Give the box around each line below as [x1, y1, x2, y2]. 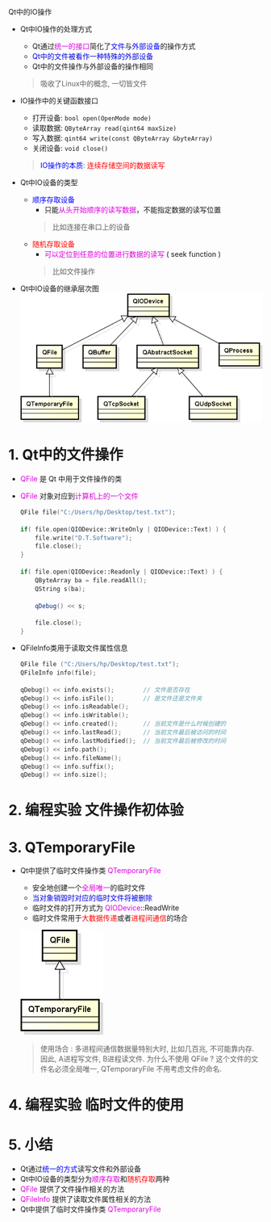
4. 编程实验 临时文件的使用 [8, 1095, 184, 1114]
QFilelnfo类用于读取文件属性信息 [19, 643, 128, 653]
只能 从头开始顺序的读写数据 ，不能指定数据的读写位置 [44, 205, 222, 214]
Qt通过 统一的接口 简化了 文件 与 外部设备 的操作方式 [31, 41, 196, 51]
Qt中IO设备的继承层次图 [19, 283, 99, 293]
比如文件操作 [52, 267, 95, 276]
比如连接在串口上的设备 [52, 222, 131, 232]
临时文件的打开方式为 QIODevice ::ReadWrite [31, 903, 180, 913]
